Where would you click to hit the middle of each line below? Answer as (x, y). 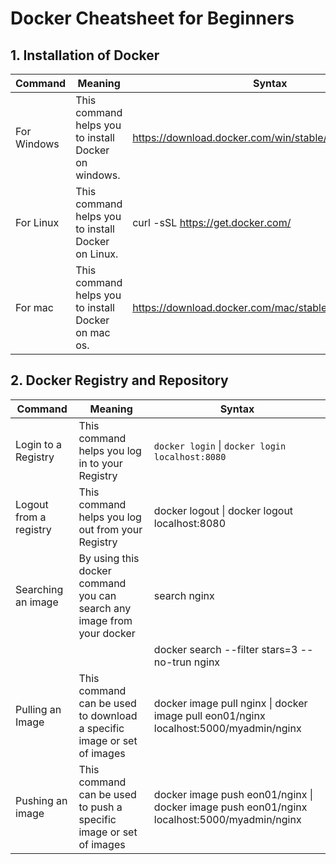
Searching (39, 589)
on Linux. (97, 254)
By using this (109, 558)
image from (105, 620)
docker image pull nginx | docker (230, 703)
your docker (107, 633)
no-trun (172, 662)
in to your (100, 463)
